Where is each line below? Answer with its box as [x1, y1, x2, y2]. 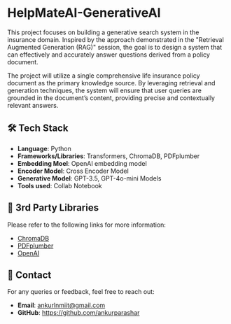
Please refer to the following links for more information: [7, 220, 167, 229]
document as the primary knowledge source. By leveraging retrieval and [7, 78, 216, 87]
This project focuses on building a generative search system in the [7, 28, 199, 36]
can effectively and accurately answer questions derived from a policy [7, 50, 210, 59]
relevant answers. [7, 101, 59, 109]
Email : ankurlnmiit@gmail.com [17, 301, 106, 309]
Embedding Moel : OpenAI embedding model [17, 159, 147, 167]
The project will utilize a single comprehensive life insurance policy [7, 71, 201, 80]
